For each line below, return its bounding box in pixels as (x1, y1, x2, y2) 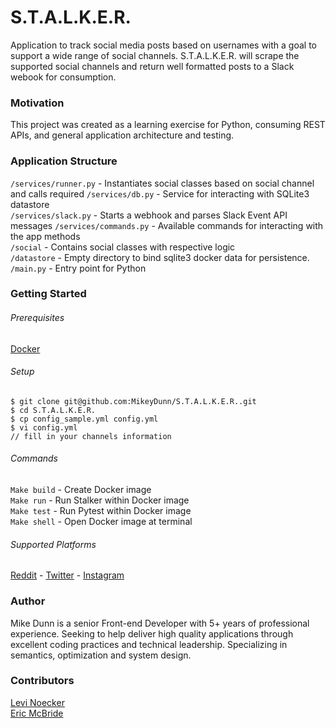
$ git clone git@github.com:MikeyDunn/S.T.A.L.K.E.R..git (10, 396, 257, 406)
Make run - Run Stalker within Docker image (10, 494, 190, 506)
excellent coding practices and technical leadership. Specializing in (10, 638, 288, 650)
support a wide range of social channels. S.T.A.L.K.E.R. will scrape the (10, 49, 300, 61)
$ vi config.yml (10, 422, 78, 433)
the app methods (10, 230, 81, 242)
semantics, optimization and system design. (10, 649, 192, 661)
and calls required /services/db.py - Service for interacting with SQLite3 (10, 187, 310, 200)
